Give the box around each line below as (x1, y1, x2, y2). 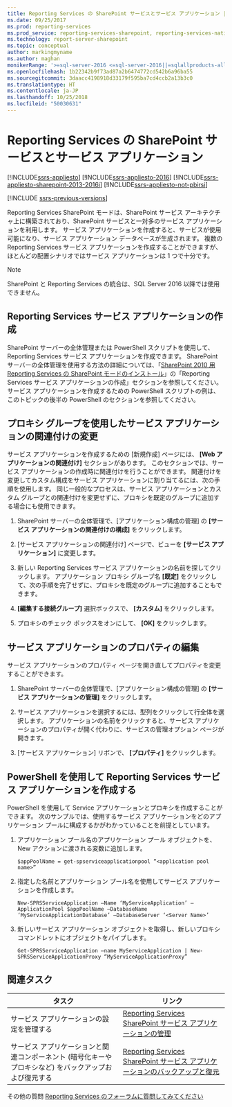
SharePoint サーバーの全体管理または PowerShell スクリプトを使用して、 (7, 343, 214, 351)
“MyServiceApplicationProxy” (104, 954, 188, 961)
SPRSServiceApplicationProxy (17, 954, 101, 961)
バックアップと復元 (157, 1067, 220, 1077)
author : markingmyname (7, 49, 72, 56)
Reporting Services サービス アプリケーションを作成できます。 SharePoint (7, 351, 218, 360)
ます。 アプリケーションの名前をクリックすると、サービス (29, 717, 194, 725)
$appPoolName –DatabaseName (66, 906, 148, 913)
